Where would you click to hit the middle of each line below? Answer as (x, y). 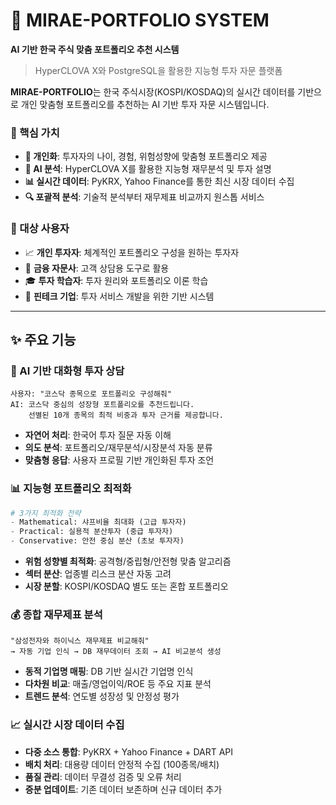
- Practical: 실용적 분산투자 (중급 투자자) (92, 532)
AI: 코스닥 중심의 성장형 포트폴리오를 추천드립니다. (102, 405)
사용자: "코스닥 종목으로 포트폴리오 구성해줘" (91, 394)
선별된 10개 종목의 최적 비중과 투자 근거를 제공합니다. (126, 415)
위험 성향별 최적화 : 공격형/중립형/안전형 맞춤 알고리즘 (128, 561)
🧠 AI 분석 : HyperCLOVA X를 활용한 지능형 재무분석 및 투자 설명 (148, 169)
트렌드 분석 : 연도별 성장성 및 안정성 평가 (102, 696)
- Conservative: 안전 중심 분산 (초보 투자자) (97, 541)
